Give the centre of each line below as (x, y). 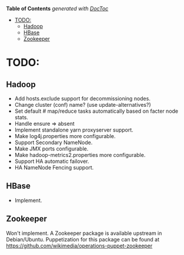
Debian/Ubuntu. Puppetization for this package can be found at (83, 239)
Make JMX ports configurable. (51, 149)
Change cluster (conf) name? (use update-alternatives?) (83, 105)
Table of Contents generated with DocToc (57, 9)
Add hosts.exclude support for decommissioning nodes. (83, 99)
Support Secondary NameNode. (53, 142)
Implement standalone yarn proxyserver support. (74, 130)
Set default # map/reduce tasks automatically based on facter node (96, 111)
